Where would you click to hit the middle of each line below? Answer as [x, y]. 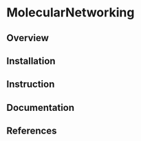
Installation [31, 61]
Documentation [41, 107]
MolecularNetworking [70, 13]
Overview [28, 38]
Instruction [31, 85]
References [32, 131]
